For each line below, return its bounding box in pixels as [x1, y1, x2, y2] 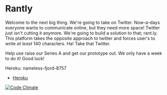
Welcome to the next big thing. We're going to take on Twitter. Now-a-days [5, 19, 160, 25]
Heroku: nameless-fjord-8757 [5, 65, 67, 71]
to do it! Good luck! [5, 55, 45, 61]
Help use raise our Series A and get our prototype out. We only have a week [5, 50, 162, 56]
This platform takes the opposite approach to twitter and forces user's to [5, 35, 155, 41]
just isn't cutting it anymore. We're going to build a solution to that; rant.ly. [5, 30, 158, 36]
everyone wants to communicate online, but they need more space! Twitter [5, 24, 160, 30]
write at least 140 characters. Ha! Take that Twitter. [5, 40, 111, 46]
